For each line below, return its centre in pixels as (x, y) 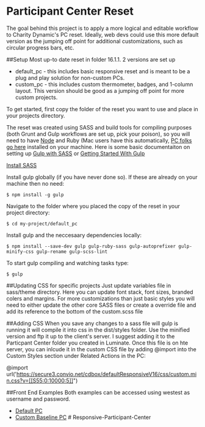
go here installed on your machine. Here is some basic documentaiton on (98, 147)
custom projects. (36, 97)
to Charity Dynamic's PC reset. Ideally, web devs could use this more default (103, 34)
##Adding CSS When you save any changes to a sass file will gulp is (92, 323)
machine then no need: (35, 183)
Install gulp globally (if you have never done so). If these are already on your (102, 177)
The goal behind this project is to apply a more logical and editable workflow (103, 28)
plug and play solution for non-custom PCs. (70, 78)
